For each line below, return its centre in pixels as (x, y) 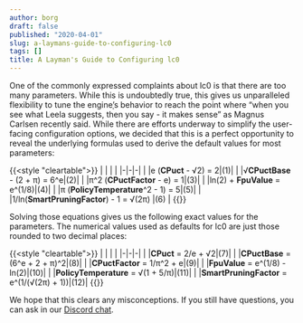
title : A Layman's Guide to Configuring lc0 (95, 60)
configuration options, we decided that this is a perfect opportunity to (164, 133)
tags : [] (26, 52)
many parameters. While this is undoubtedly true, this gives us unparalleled (150, 95)
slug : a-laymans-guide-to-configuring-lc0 (90, 43)
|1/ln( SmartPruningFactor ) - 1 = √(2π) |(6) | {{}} (98, 199)
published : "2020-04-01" (56, 34)
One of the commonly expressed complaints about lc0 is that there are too (148, 85)
